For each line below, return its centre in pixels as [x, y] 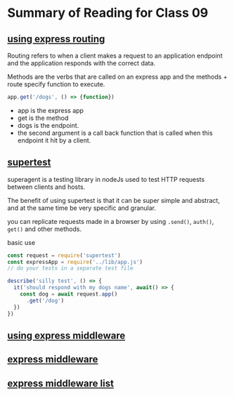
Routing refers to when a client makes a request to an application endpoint [115, 55]
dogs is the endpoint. [48, 125]
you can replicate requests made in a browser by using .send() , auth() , [111, 221]
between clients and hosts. [46, 187]
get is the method [43, 118]
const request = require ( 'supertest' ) [64, 255]
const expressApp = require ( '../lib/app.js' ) [75, 262]
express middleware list [61, 383]
